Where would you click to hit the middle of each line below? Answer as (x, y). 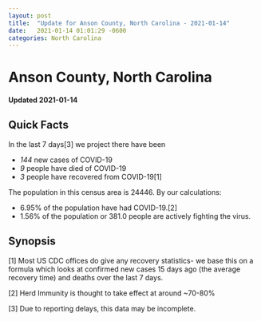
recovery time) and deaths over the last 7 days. (86, 277)
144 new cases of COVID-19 (66, 160)
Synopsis (32, 242)
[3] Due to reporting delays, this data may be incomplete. (102, 308)
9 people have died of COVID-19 (73, 168)
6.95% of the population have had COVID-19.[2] (99, 208)
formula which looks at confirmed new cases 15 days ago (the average (125, 269)
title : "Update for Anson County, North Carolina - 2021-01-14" (119, 23)
